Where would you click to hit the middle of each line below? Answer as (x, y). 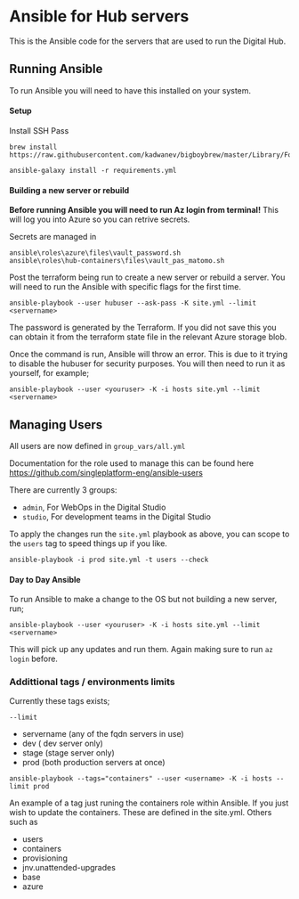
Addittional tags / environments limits (92, 682)
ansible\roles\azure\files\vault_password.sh (95, 253)
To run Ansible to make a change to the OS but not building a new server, (143, 600)
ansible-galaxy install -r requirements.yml (93, 170)
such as (24, 822)
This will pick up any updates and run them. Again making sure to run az (141, 650)
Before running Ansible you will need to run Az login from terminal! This (144, 210)
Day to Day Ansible (45, 579)
